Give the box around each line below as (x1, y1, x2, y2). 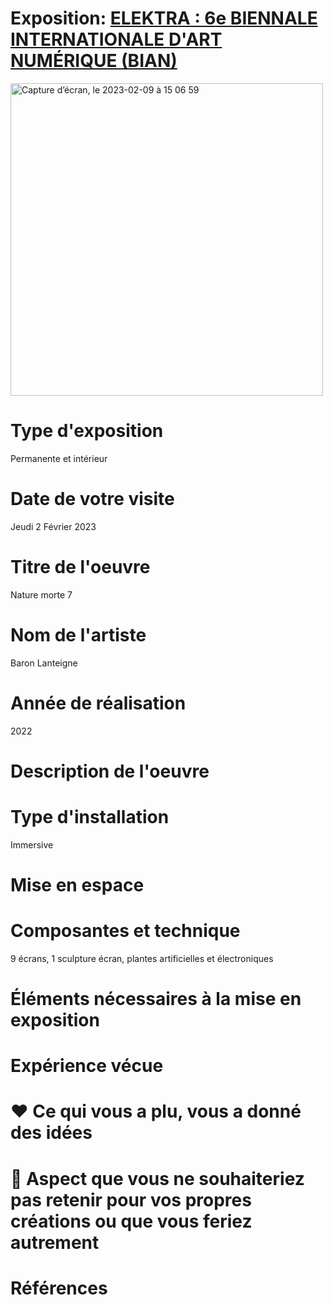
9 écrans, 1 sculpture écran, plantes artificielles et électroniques (10, 952, 274, 964)
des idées (10, 1122, 93, 1144)
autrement (10, 1231, 100, 1254)
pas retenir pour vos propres (10, 1188, 252, 1211)
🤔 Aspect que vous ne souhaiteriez (10, 1167, 305, 1190)
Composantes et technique (10, 920, 241, 942)
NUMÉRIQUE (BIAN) (10, 50, 178, 72)
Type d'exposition (10, 420, 164, 442)
